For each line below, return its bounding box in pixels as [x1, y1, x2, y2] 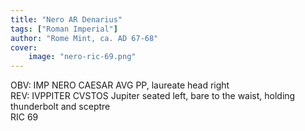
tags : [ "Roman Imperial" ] [10, 24, 118, 34]
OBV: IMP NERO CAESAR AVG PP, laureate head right [10, 79, 230, 91]
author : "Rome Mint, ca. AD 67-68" [10, 33, 159, 43]
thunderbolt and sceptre [10, 101, 111, 113]
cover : [10, 42, 38, 53]
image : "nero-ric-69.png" [28, 52, 137, 62]
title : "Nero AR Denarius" [10, 14, 123, 25]
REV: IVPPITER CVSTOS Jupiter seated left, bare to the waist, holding [10, 90, 296, 102]
